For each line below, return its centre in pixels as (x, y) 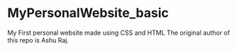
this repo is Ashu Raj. (38, 40)
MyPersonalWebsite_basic (88, 13)
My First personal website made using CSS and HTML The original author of (119, 33)
